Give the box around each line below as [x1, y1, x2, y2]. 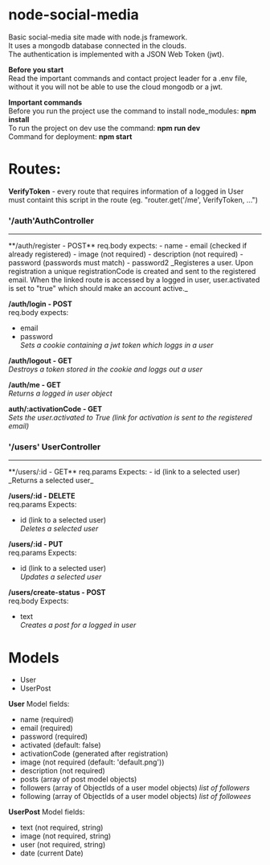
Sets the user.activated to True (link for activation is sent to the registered [8, 412, 253, 423]
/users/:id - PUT [8, 539, 63, 549]
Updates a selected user [19, 572, 102, 582]
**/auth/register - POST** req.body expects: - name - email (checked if [8, 241, 247, 251]
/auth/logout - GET [8, 356, 72, 366]
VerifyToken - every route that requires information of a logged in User [8, 187, 244, 196]
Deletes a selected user [19, 524, 99, 534]
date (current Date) [19, 848, 84, 858]
